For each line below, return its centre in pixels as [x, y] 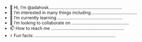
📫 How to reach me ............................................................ [67, 28]
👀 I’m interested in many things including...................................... [73, 13]
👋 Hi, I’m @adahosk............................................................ [66, 7]
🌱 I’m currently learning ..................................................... [66, 18]
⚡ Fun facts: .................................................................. [62, 35]
